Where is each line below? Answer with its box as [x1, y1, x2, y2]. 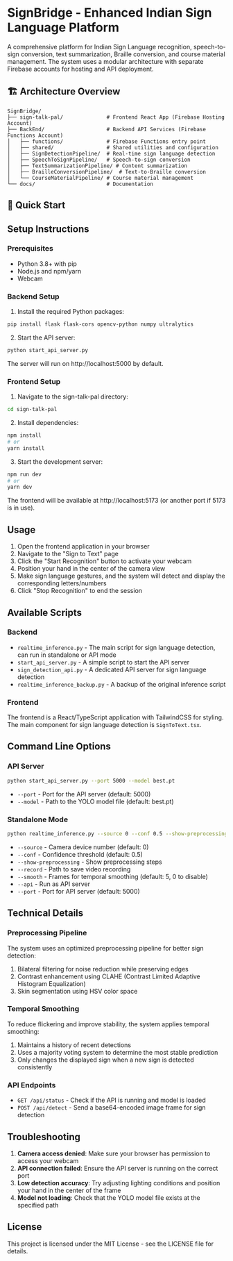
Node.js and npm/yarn [17, 267, 82, 275]
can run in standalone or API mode [17, 651, 116, 659]
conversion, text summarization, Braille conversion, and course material [20, 50, 225, 58]
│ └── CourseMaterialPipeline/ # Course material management [7, 174, 194, 181]
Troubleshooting [7, 1130, 81, 1143]
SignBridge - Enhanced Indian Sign [7, 5, 212, 21]
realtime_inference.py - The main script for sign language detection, [17, 643, 216, 651]
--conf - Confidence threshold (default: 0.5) [17, 850, 144, 858]
